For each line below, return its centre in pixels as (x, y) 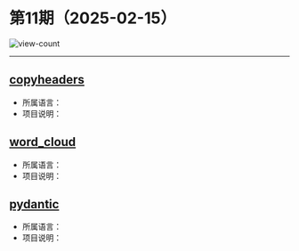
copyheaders (47, 80)
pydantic (34, 204)
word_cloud (43, 142)
